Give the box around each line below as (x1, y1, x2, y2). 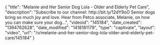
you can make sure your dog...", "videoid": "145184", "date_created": (5, 19, 142, 25)
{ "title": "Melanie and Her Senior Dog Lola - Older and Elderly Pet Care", (5, 4, 150, 10)
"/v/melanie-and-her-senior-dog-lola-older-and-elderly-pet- (33, 30, 155, 35)
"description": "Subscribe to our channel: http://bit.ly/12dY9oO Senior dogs (5, 9, 155, 15)
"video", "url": (5, 30, 33, 35)
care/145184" (5, 35, 32, 41)
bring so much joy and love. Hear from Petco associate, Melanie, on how (5, 15, 150, 20)
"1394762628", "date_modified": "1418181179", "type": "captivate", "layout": (5, 25, 156, 30)
